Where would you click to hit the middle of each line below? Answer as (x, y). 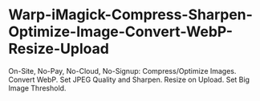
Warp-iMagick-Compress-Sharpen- (130, 15)
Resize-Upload (59, 49)
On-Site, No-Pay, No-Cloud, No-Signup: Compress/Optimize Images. (122, 71)
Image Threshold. (37, 88)
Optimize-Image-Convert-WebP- (121, 32)
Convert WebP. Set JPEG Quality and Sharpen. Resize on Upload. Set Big (129, 79)
